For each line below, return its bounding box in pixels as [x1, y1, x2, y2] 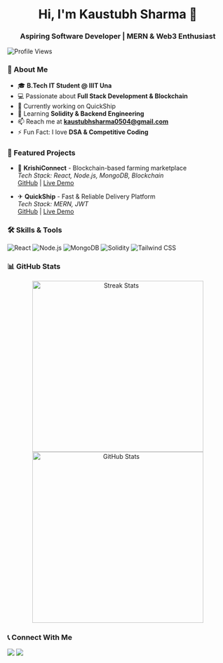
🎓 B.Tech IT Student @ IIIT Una [17, 81, 112, 90]
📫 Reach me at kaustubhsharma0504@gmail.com [17, 117, 169, 126]
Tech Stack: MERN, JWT [17, 200, 89, 208]
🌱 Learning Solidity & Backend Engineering [17, 109, 144, 118]
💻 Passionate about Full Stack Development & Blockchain [17, 91, 188, 100]
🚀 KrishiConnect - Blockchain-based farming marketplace [17, 164, 187, 173]
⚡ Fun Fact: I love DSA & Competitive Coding [17, 128, 149, 136]
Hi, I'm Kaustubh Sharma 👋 [38, 6, 198, 22]
